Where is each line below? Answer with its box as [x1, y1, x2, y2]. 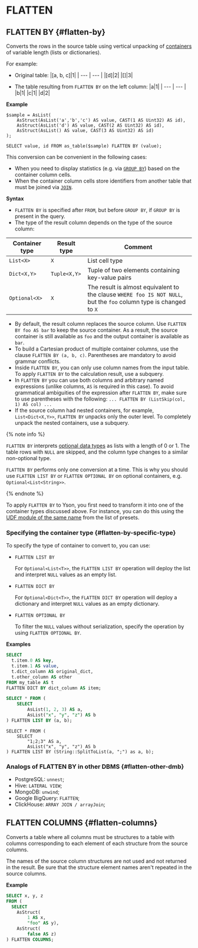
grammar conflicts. [14, 358, 61, 365]
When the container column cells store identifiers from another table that [14, 177, 192, 184]
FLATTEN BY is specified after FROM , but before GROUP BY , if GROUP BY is [14, 207, 180, 213]
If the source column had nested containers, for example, [14, 407, 154, 414]
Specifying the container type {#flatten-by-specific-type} [6, 528, 176, 537]
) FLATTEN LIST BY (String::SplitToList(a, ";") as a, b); [6, 749, 154, 755]
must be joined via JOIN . [14, 184, 73, 190]
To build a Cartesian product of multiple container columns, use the [14, 345, 179, 352]
